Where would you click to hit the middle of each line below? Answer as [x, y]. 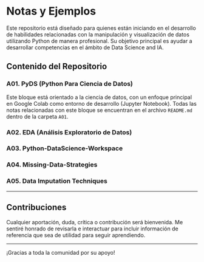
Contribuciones [36, 208]
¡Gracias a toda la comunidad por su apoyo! [61, 252]
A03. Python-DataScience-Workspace [65, 148]
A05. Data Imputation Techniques [57, 181]
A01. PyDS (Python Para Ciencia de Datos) [70, 84]
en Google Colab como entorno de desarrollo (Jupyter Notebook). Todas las [102, 103]
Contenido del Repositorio [57, 67]
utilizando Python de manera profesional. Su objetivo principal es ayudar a [99, 41]
